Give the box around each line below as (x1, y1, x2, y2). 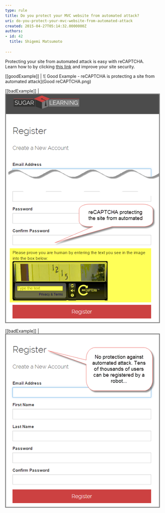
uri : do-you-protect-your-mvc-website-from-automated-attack (5, 18, 133, 23)
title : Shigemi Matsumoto (9, 39, 63, 44)
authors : (5, 29, 23, 34)
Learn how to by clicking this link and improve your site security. (5, 64, 135, 69)
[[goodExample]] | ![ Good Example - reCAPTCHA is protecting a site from (5, 73, 155, 79)
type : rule (5, 8, 27, 13)
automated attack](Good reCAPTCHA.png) (5, 78, 92, 84)
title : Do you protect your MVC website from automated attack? (5, 13, 139, 18)
